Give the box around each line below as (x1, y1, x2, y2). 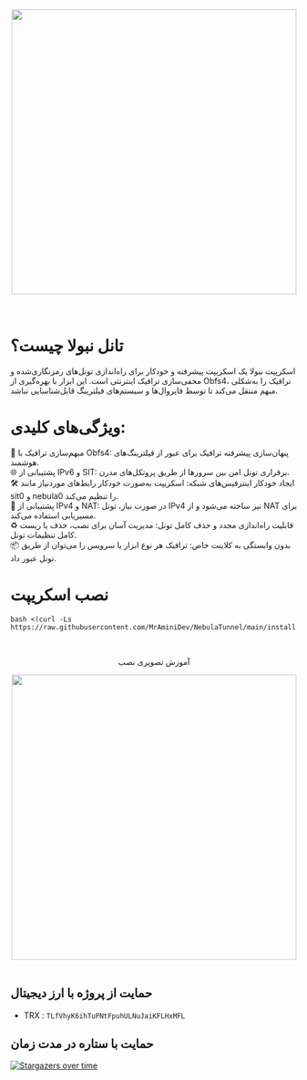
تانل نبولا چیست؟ (10, 336, 124, 357)
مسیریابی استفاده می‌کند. (10, 510, 97, 521)
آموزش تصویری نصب (118, 656, 190, 667)
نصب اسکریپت (10, 585, 109, 606)
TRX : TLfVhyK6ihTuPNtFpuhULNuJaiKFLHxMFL (23, 1010, 186, 1021)
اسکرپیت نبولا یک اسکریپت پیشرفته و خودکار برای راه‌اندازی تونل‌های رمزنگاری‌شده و (10, 365, 296, 377)
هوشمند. (10, 456, 40, 468)
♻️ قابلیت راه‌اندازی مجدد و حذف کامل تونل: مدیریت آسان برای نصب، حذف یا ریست (10, 519, 294, 530)
